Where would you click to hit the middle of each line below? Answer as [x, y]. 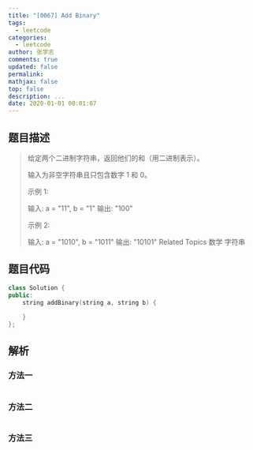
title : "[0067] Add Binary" [54, 15]
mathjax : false [33, 81]
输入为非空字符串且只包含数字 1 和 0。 [89, 174]
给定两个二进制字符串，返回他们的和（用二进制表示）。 [115, 158]
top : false [26, 89]
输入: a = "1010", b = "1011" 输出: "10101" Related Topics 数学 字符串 [136, 242]
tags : [17, 23]
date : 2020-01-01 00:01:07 [52, 103]
